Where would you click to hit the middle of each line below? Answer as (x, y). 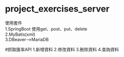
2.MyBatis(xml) (20, 34)
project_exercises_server (57, 9)
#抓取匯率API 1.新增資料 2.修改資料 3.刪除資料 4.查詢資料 (62, 49)
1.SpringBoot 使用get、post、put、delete (46, 29)
